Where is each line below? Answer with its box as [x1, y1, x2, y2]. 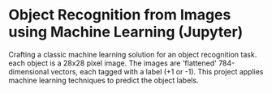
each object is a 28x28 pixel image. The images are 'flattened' [8, 58, 217, 68]
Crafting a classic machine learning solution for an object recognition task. [8, 49, 257, 59]
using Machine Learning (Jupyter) [8, 23, 244, 41]
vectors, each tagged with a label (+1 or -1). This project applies [50, 66, 264, 76]
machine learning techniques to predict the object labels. [8, 75, 199, 85]
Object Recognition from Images [8, 6, 231, 24]
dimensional [8, 66, 50, 76]
